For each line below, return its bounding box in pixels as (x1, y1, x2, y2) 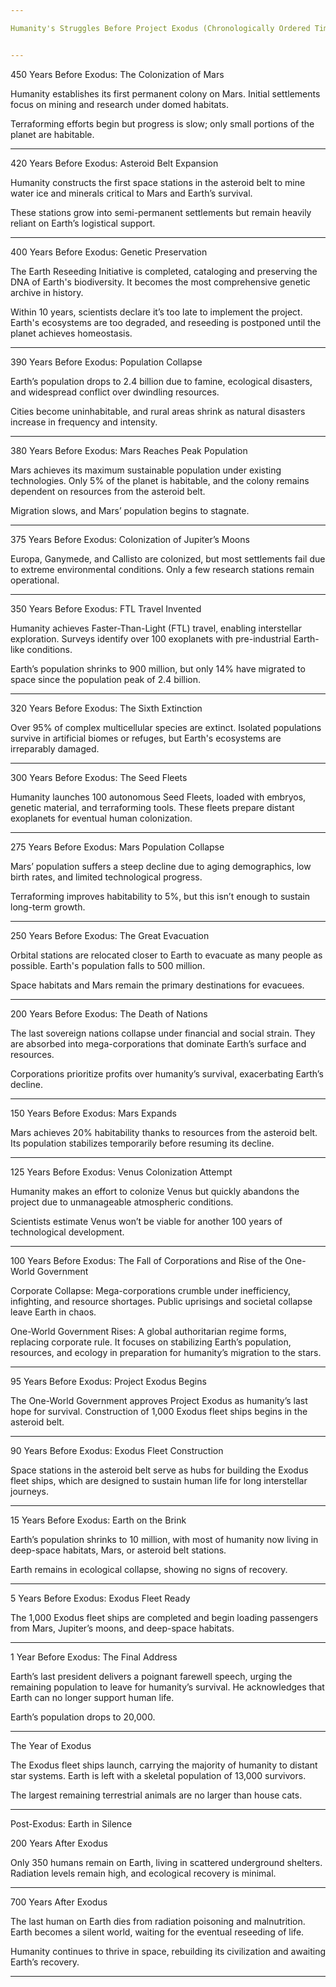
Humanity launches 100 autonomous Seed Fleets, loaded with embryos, (10, 791, 307, 803)
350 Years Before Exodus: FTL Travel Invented (10, 602, 202, 615)
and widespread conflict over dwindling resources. (10, 386, 220, 398)
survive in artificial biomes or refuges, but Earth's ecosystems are (10, 732, 282, 744)
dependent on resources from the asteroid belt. (10, 485, 206, 497)
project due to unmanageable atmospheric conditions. (10, 1196, 234, 1208)
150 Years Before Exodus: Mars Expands (10, 1107, 177, 1119)
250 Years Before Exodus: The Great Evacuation (10, 929, 210, 941)
